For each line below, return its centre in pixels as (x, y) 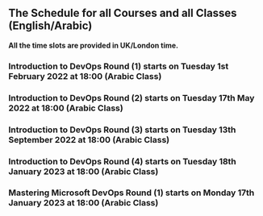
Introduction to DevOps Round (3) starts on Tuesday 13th (122, 130)
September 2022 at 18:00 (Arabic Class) (89, 139)
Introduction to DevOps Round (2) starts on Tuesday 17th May (131, 98)
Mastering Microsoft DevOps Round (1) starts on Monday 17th (131, 193)
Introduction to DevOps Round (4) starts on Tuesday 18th (122, 161)
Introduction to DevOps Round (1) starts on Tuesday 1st (119, 66)
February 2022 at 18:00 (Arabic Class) (85, 76)
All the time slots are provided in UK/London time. (94, 45)
